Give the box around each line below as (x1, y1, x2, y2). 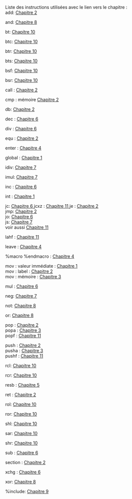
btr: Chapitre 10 (5, 48, 37, 54)
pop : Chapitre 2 (5, 322, 39, 328)
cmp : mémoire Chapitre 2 (5, 97, 59, 102)
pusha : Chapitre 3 (5, 348, 43, 354)
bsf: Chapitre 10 (5, 67, 38, 73)
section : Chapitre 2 (5, 460, 46, 465)
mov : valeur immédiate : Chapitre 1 (5, 263, 78, 269)
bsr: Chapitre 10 (5, 77, 38, 83)
